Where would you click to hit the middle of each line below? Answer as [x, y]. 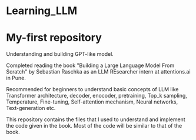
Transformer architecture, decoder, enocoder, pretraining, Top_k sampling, [97, 96]
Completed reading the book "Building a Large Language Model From [90, 65]
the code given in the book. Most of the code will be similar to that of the [94, 126]
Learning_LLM [42, 11]
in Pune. [16, 78]
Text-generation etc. [31, 108]
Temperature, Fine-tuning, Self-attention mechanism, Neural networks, [92, 102]
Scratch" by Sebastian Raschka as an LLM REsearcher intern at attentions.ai [98, 72]
